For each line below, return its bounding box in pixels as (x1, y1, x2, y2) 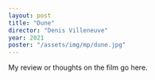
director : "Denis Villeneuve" (8, 26, 109, 34)
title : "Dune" (8, 19, 56, 27)
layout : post (8, 11, 52, 20)
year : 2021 (8, 33, 45, 42)
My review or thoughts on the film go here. (8, 63, 149, 72)
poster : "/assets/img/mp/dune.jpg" (8, 41, 126, 49)
